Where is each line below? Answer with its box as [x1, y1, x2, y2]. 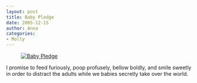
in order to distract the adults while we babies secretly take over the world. [6, 71, 189, 77]
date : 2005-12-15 [6, 20, 49, 25]
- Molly [6, 36, 25, 42]
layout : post [6, 8, 38, 15]
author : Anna [6, 25, 38, 31]
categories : [6, 31, 35, 37]
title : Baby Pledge [6, 14, 54, 20]
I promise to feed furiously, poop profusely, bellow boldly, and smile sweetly [6, 64, 192, 71]
